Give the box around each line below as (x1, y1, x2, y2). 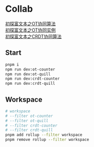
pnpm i (5, 62, 19, 67)
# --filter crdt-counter (5, 123, 58, 128)
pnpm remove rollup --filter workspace (5, 137, 89, 142)
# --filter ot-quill (5, 118, 49, 123)
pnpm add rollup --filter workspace (5, 132, 82, 138)
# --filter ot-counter (5, 113, 53, 118)
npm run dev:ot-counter (5, 67, 56, 72)
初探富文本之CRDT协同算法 (5, 33, 62, 39)
